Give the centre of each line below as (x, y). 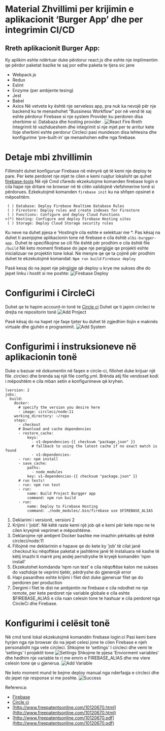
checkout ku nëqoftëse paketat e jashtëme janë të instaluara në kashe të (86, 551)
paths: (34, 468)
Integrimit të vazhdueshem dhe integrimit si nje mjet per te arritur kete (83, 127)
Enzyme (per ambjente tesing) (43, 90)
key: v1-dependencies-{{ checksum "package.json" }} (82, 476)
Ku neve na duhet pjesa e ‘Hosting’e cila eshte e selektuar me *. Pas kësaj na (83, 232)
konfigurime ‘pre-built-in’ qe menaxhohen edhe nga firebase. (74, 137)
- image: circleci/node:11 (46, 412)
